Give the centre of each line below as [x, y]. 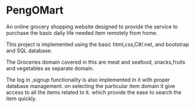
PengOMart [35, 10]
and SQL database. [29, 50]
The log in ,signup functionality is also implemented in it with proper [88, 80]
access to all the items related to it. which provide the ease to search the [94, 92]
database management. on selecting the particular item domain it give [90, 86]
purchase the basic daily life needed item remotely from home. [82, 32]
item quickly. [21, 99]
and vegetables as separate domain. [50, 68]
